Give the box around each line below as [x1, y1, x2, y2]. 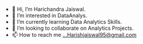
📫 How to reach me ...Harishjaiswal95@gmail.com [11, 32, 137, 38]
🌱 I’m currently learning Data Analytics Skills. [11, 18, 122, 25]
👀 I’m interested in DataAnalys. [11, 12, 88, 19]
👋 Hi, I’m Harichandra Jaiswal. [11, 6, 86, 12]
